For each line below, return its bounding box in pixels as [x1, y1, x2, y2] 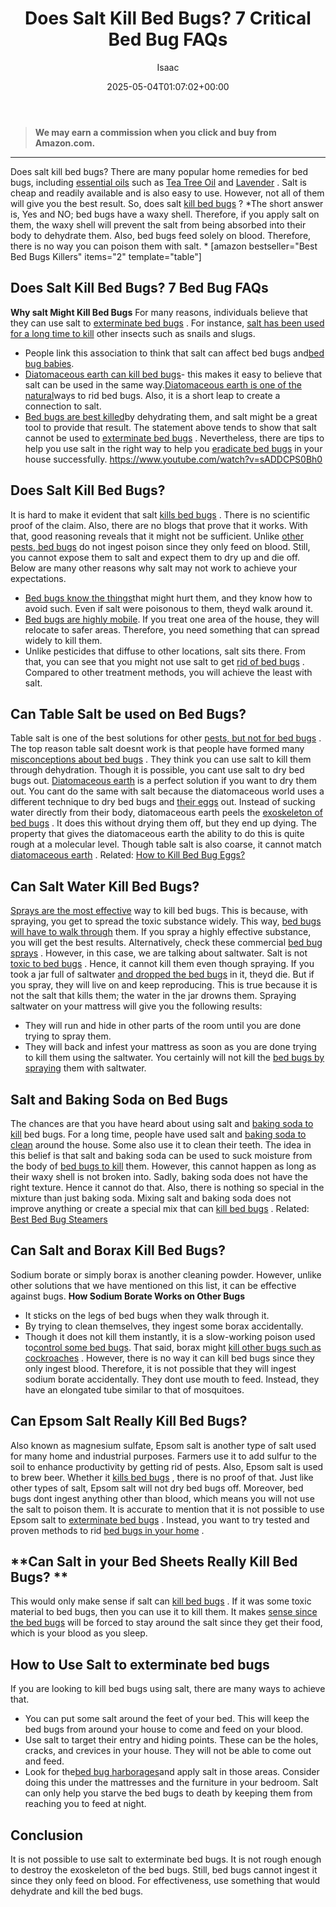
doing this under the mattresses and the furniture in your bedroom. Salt [24, 1777, 319, 1789]
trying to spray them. [24, 1030, 112, 1042]
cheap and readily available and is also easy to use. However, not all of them [10, 187, 325, 199]
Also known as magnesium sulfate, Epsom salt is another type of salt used [10, 1439, 317, 1451]
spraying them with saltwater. [24, 1062, 147, 1074]
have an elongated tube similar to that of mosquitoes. [24, 1383, 245, 1396]
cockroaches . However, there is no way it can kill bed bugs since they [24, 1352, 315, 1364]
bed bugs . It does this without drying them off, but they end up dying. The [10, 817, 317, 829]
